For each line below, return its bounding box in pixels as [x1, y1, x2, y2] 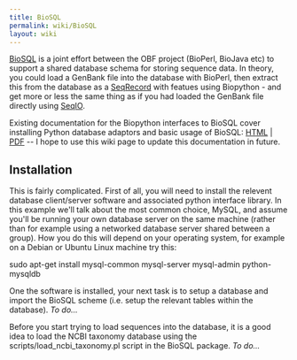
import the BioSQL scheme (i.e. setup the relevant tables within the [9, 295, 254, 306]
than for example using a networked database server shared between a [9, 223, 270, 234]
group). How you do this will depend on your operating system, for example [9, 233, 285, 243]
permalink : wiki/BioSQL [9, 21, 98, 30]
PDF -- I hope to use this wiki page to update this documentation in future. [9, 136, 281, 147]
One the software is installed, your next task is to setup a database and [9, 286, 269, 296]
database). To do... [9, 304, 78, 315]
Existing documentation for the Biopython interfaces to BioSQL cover [9, 118, 262, 128]
